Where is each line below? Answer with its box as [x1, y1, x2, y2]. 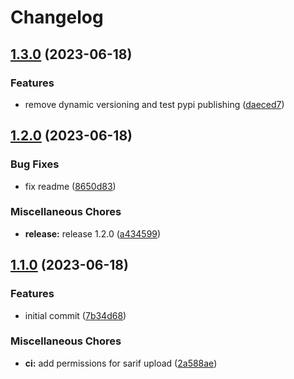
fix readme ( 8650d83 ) [24, 180, 117, 192]
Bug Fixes [10, 157, 60, 171]
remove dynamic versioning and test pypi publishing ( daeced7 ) [24, 98, 285, 110]
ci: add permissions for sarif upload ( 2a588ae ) [24, 357, 218, 369]
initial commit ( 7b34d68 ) [24, 309, 127, 321]
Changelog [10, 6, 104, 29]
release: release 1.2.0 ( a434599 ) [24, 227, 162, 240]
